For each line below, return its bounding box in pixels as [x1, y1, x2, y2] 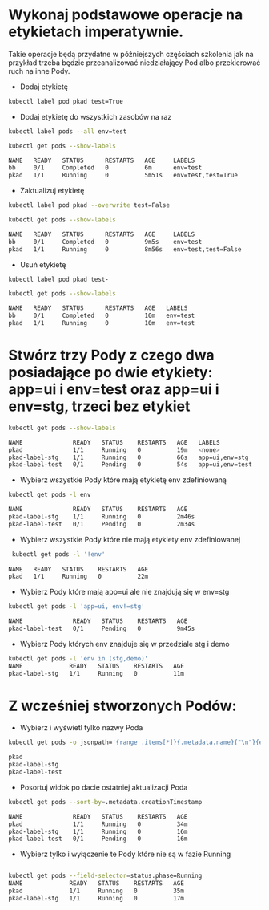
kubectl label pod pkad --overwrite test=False [8, 201, 171, 209]
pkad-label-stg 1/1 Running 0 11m [8, 669, 184, 677]
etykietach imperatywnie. [8, 22, 184, 41]
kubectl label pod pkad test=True [8, 97, 124, 105]
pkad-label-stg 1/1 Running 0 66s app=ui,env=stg [8, 453, 249, 461]
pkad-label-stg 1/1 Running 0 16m [8, 827, 188, 835]
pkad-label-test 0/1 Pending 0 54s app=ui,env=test [8, 461, 252, 469]
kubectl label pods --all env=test [8, 127, 127, 136]
